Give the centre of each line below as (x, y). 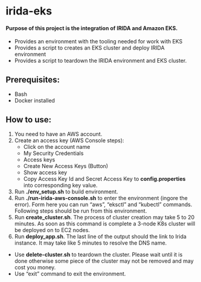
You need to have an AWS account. (58, 134)
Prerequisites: (33, 80)
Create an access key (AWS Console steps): (69, 140)
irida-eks (29, 11)
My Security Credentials (53, 153)
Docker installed (35, 101)
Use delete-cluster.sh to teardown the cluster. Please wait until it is (98, 255)
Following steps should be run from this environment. (81, 211)
